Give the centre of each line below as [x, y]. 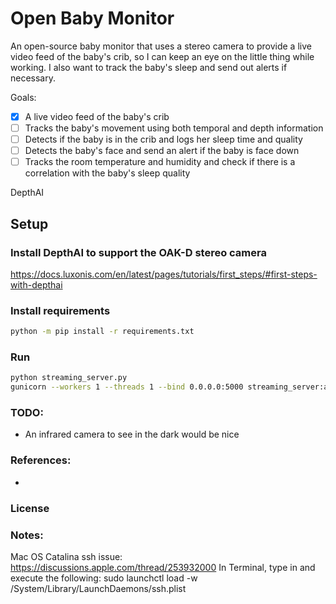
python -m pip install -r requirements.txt [102, 332]
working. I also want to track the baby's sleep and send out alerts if [149, 67]
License [30, 508]
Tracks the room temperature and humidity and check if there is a [160, 162]
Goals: [23, 97]
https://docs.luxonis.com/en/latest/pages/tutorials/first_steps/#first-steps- [164, 274]
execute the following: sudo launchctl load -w [104, 578]
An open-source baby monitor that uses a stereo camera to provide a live [161, 46]
